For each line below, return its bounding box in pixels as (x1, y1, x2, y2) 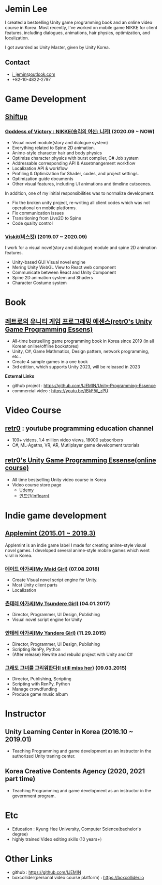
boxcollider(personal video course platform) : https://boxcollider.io (12, 874, 144, 880)
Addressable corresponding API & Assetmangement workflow (12, 160, 135, 166)
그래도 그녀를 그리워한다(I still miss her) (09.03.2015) (5, 664, 127, 671)
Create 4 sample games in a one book (12, 358, 88, 365)
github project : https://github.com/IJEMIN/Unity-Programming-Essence (12, 383, 156, 388)
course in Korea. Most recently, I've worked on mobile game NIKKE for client (5, 24, 158, 30)
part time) (5, 775, 35, 783)
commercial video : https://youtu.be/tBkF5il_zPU (12, 387, 109, 394)
